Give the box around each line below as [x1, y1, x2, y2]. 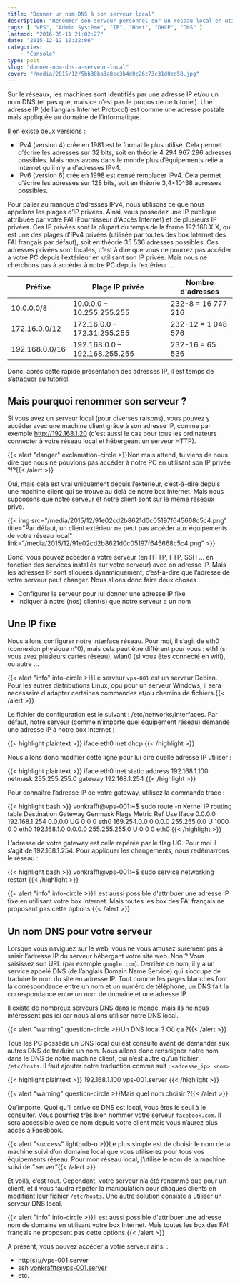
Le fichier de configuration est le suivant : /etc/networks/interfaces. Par [7, 710, 218, 719]
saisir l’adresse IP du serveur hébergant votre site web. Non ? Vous [7, 951, 205, 960]
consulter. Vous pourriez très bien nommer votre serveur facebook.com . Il [7, 1111, 221, 1119]
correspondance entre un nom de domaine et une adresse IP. [7, 989, 188, 998]
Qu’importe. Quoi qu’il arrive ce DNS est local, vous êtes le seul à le [7, 1103, 206, 1111]
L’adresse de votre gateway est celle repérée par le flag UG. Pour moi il [7, 839, 216, 848]
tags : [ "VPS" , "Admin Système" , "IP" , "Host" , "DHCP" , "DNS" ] [7, 24, 203, 31]
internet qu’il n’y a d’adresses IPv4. [17, 163, 121, 172]
